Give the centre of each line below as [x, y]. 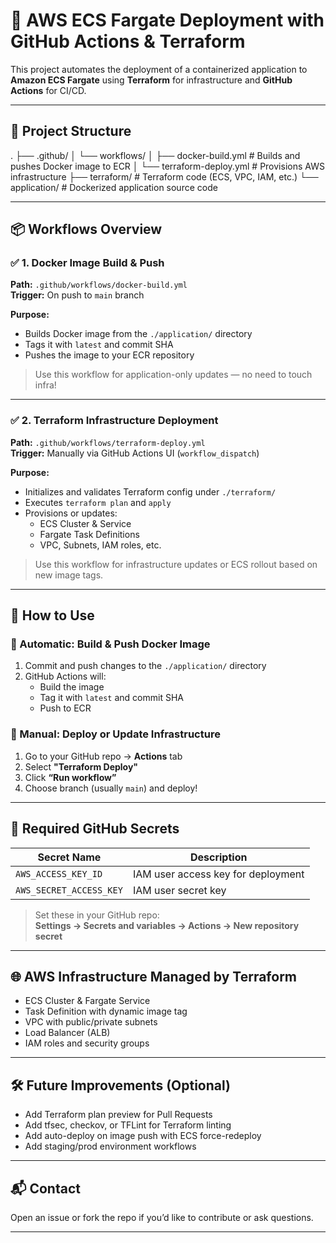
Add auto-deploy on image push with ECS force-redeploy [143, 1136]
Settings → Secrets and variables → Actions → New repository [167, 925]
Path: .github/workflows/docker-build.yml [99, 285]
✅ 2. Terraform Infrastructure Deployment [114, 421]
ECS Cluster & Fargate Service [87, 1001]
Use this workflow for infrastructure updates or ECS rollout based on [176, 564]
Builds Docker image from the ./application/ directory [138, 334]
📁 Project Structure [71, 131]
